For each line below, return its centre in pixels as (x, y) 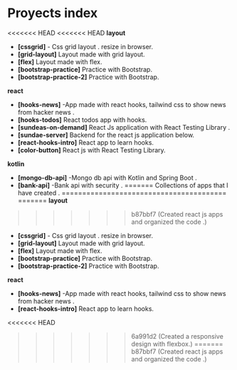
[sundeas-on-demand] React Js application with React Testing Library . (123, 127)
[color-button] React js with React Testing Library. (91, 150)
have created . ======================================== (122, 192)
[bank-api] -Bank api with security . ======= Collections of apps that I (123, 185)
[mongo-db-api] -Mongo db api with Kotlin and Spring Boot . (107, 178)
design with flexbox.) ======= (177, 344)
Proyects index (53, 13)
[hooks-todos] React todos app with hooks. (82, 120)
